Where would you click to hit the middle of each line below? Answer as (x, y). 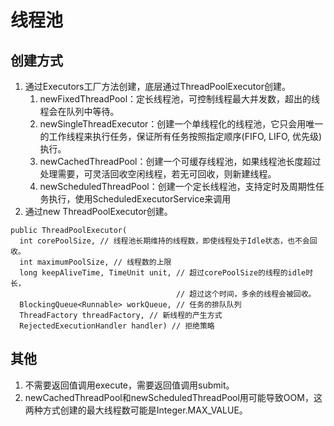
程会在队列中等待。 (79, 111)
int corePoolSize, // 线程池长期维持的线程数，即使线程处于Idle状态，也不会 (164, 241)
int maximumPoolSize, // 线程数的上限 (95, 262)
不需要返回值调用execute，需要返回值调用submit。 (129, 385)
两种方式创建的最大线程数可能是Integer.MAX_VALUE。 (136, 410)
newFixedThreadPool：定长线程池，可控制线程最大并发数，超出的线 (180, 99)
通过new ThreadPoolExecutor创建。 (98, 211)
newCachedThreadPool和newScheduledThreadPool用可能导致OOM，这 (173, 397)
